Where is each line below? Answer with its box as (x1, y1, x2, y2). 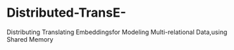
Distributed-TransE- (6, 5, 126, 21)
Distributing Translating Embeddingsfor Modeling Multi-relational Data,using (6, 28, 228, 36)
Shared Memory (6, 35, 54, 43)
